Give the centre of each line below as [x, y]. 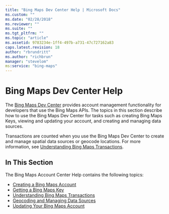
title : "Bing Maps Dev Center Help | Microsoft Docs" [63, 10]
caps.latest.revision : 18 [32, 47]
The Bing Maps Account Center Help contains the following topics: [74, 175]
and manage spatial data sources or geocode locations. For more [73, 141]
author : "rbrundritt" [28, 52]
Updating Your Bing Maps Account [48, 206]
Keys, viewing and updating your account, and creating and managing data [83, 121]
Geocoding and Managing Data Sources [54, 200]
